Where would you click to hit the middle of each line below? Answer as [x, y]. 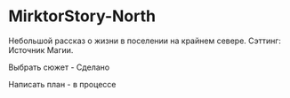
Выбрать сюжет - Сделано [59, 67]
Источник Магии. [41, 49]
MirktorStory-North [82, 16]
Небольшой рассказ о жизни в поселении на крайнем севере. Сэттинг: [145, 41]
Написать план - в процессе [62, 84]
